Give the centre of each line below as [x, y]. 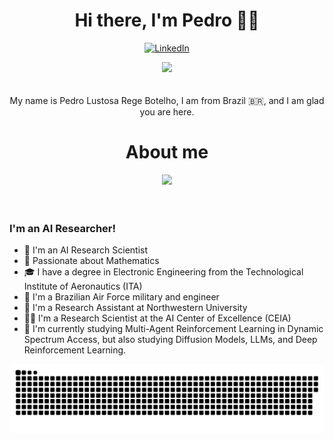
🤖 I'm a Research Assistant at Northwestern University [135, 308]
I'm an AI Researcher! [63, 228]
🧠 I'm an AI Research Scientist [86, 250]
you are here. [167, 111]
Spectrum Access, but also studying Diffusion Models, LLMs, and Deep [170, 340]
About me [167, 152]
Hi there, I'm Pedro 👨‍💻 [167, 20]
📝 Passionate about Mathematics [91, 261]
